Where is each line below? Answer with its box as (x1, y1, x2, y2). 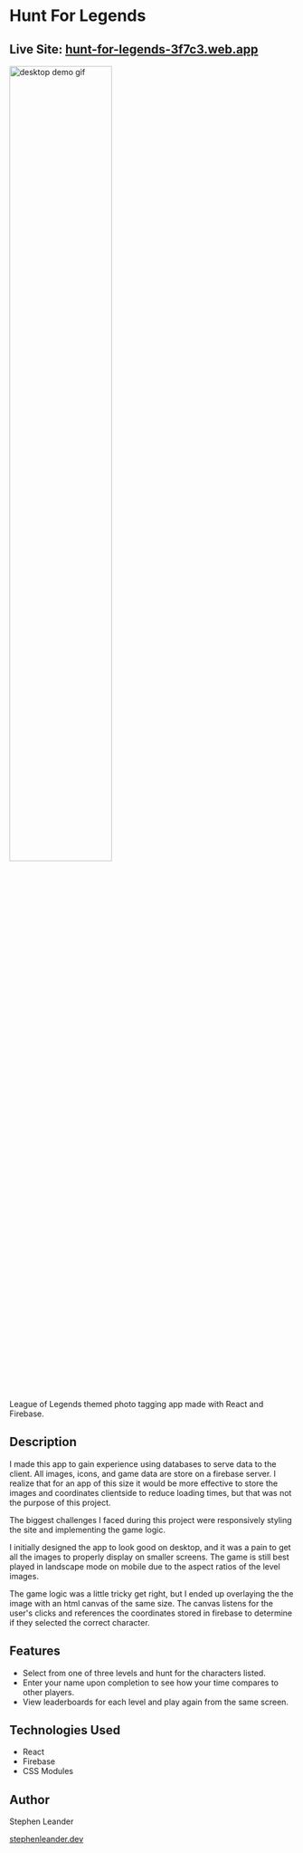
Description (9, 1434, 77, 1450)
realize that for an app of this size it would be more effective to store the (9, 1478, 279, 1489)
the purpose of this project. (9, 1497, 111, 1508)
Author (9, 1791, 50, 1808)
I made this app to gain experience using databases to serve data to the (9, 1458, 277, 1469)
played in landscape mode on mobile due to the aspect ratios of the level (9, 1560, 280, 1572)
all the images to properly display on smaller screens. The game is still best (9, 1551, 289, 1562)
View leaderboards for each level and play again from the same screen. (22, 1696, 289, 1707)
